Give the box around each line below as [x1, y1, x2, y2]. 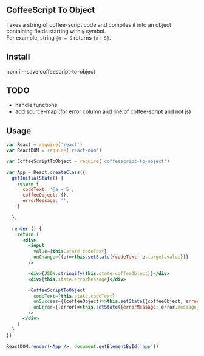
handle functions [15, 102, 58, 109]
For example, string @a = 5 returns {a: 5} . [6, 33, 111, 41]
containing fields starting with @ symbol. [6, 27, 106, 35]
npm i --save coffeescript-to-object [6, 68, 95, 75]
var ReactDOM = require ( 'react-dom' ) [6, 147, 102, 154]
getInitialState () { [12, 175, 64, 181]
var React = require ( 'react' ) [6, 142, 83, 148]
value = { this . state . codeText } [33, 248, 107, 254]
